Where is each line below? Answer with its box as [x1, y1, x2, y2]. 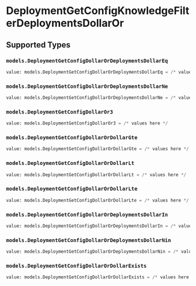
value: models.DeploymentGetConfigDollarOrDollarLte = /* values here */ [6, 197, 190, 203]
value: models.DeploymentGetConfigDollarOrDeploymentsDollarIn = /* [6, 223, 176, 229]
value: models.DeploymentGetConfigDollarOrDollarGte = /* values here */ [6, 146, 190, 152]
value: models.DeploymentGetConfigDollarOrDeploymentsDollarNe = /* [6, 95, 176, 101]
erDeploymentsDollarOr [6, 16, 124, 30]
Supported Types [6, 40, 71, 50]
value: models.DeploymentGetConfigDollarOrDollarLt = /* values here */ [6, 171, 187, 178]
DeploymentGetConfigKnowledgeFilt [6, 4, 190, 18]
